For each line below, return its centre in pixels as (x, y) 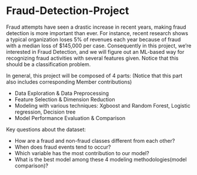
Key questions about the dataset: (46, 129)
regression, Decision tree (45, 112)
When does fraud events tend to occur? (63, 147)
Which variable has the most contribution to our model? (82, 153)
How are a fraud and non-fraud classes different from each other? (95, 140)
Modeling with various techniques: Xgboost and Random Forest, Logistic (102, 105)
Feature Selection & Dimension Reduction (65, 99)
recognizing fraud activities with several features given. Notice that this (92, 58)
